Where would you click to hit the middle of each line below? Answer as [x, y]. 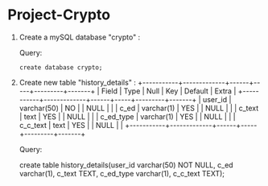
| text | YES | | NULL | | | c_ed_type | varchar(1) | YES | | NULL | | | [127, 116]
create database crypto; [61, 67]
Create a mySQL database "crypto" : [80, 37]
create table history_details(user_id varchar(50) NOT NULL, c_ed [126, 165]
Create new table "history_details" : [77, 82]
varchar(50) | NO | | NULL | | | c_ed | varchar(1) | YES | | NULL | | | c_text [139, 108]
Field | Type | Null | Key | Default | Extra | [169, 91]
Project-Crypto [59, 15]
